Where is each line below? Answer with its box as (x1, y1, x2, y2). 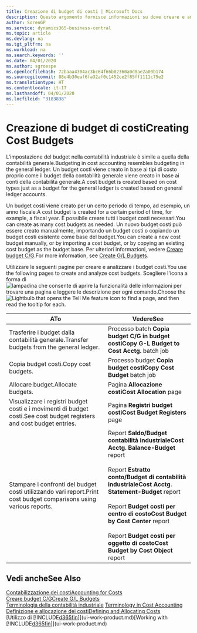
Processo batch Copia (107, 324, 169, 332)
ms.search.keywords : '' (6, 52, 64, 58)
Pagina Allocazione (107, 380, 162, 388)
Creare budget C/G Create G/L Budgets (6, 595, 100, 602)
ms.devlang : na (6, 36, 43, 42)
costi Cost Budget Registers (107, 408, 186, 416)
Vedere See (132, 315, 164, 323)
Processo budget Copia (107, 356, 174, 364)
